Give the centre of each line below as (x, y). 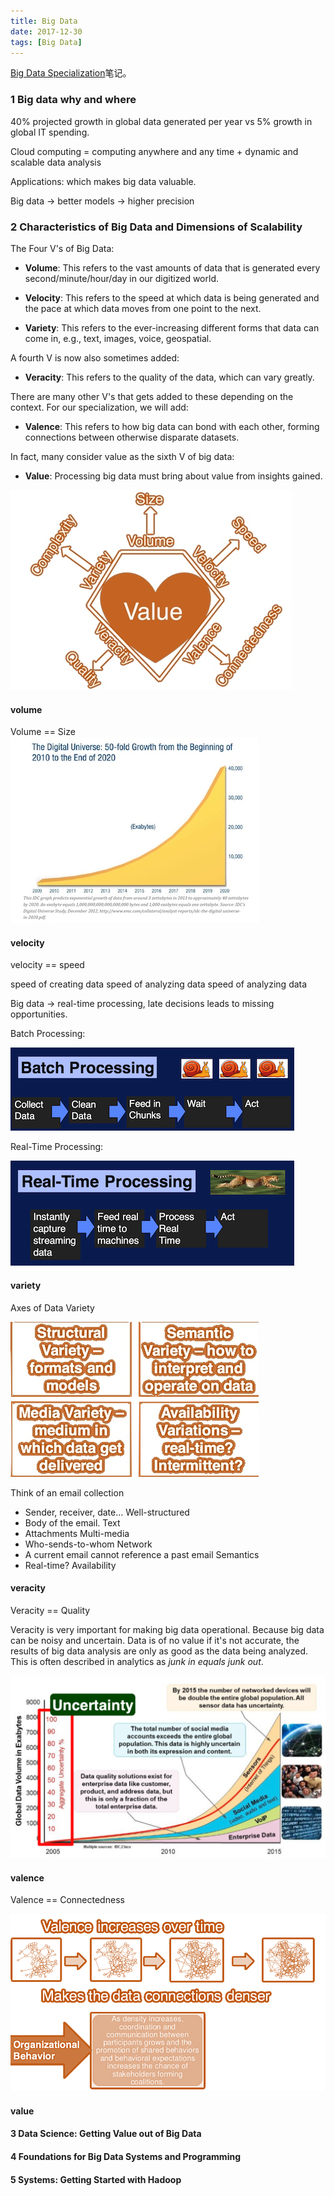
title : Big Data (44, 21)
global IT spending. (50, 132)
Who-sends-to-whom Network (88, 1544)
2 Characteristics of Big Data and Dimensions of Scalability (156, 227)
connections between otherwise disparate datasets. (132, 437)
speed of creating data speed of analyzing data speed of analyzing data (159, 984)
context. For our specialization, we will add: (99, 407)
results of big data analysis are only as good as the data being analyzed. (159, 1651)
